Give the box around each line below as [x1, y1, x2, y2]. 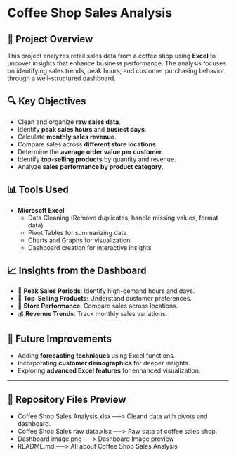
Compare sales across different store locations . [17, 139, 158, 149]
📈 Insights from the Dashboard [7, 265, 147, 277]
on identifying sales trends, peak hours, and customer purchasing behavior [7, 67, 225, 75]
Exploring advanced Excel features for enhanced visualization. [17, 366, 201, 375]
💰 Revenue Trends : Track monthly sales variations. [17, 310, 167, 318]
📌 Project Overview [7, 33, 93, 45]
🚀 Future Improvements [7, 332, 112, 344]
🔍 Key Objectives [7, 95, 86, 107]
